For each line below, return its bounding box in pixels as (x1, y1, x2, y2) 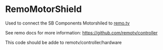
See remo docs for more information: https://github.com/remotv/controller (5, 29, 158, 35)
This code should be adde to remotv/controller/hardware (5, 39, 122, 45)
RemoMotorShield (5, 3, 82, 15)
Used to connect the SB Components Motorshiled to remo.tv (5, 20, 130, 26)
